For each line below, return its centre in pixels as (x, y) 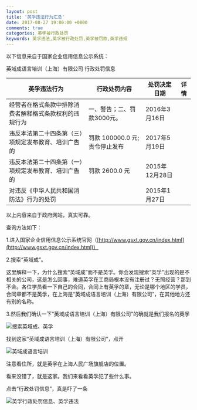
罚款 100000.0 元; (114, 138)
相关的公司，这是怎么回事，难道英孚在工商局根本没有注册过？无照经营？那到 (98, 279)
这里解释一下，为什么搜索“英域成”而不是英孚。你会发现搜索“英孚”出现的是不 (98, 272)
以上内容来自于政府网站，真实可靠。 (50, 215)
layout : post (22, 11)
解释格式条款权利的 (47, 113)
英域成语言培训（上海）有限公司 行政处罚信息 (61, 69)
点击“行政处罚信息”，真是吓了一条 (47, 389)
